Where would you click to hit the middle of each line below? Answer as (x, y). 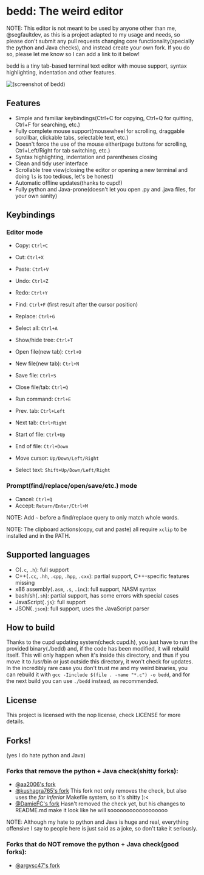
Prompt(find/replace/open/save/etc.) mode (72, 486)
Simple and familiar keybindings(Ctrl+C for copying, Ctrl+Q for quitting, (104, 118)
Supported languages (48, 555)
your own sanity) (36, 196)
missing (25, 582)
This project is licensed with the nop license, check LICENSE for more (93, 715)
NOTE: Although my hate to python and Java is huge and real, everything (98, 822)
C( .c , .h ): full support (42, 570)
